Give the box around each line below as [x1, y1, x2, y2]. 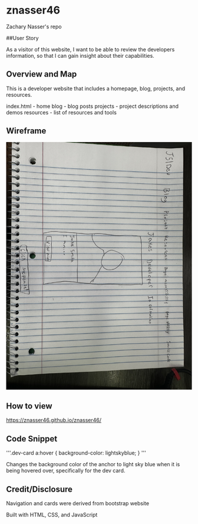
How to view [6, 401, 52, 411]
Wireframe [6, 126, 47, 136]
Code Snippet [6, 434, 58, 444]
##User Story [6, 34, 39, 41]
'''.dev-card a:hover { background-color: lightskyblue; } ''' [6, 449, 146, 457]
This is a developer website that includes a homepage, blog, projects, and [6, 85, 186, 92]
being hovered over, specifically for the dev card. [6, 467, 126, 474]
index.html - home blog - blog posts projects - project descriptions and [6, 103, 179, 110]
